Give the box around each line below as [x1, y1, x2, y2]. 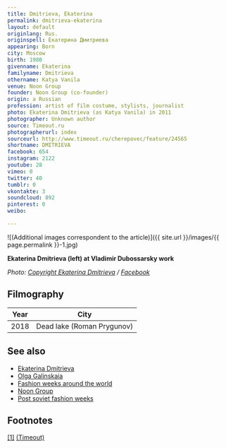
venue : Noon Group [7, 83, 61, 90]
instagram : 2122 [7, 155, 55, 163]
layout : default [7, 23, 55, 30]
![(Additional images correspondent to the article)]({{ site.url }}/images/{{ [7, 232, 220, 241]
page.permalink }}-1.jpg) [7, 240, 79, 249]
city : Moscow [7, 50, 46, 57]
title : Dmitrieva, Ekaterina [7, 10, 93, 18]
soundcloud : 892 [7, 194, 55, 201]
